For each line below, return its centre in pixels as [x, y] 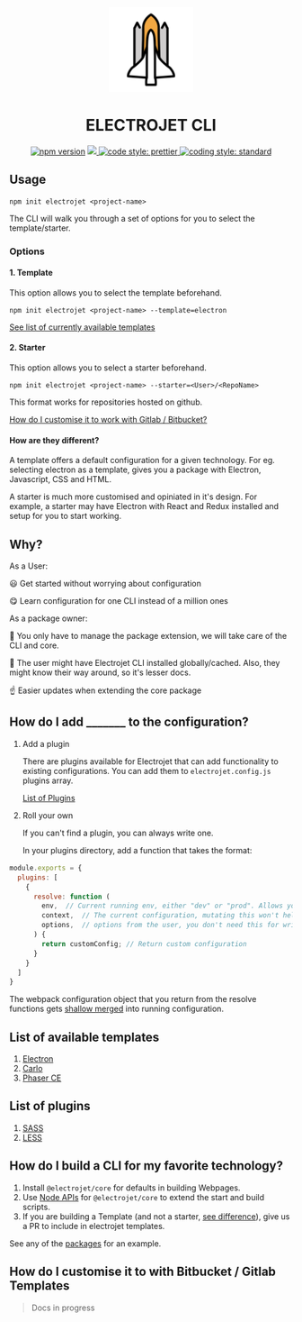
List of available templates [84, 1037]
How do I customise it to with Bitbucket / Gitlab [143, 1272]
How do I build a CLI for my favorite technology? [146, 1166]
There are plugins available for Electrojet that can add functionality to [150, 761]
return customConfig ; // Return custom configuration [144, 944]
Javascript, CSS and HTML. [61, 479]
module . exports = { [46, 868]
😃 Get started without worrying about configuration [106, 584]
